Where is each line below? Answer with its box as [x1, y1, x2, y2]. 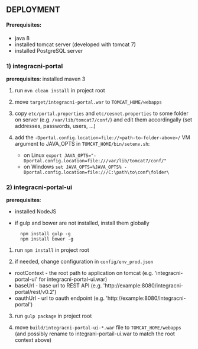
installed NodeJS [14, 208, 57, 215]
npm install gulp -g [20, 231, 71, 237]
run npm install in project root [14, 246, 90, 254]
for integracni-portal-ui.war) [38, 276, 108, 283]
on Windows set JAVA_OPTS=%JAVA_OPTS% [23, 163, 122, 170]
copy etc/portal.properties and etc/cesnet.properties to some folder [14, 110, 189, 117]
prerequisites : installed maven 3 [6, 75, 86, 82]
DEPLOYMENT [6, 5, 60, 15]
